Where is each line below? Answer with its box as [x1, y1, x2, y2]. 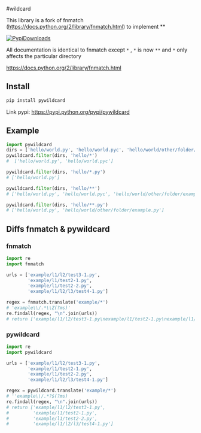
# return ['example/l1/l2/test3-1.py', [6, 404, 106, 410]
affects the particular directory [6, 53, 82, 59]
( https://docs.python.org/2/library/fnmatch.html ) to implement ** [6, 23, 166, 30]
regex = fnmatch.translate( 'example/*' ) [6, 299, 109, 305]
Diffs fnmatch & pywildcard [6, 224, 110, 234]
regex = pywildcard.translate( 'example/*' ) [6, 387, 117, 394]
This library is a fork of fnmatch [6, 17, 84, 23]
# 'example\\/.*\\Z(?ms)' [6, 305, 71, 311]
